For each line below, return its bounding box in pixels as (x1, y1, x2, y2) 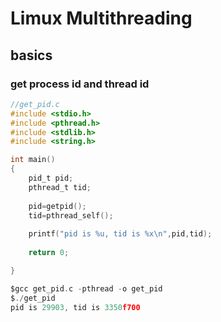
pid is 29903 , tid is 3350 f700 (10, 302, 141, 312)
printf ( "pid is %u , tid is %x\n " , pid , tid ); (28, 229, 213, 239)
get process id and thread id (10, 77, 150, 91)
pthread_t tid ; (28, 182, 92, 192)
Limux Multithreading (10, 7, 193, 30)
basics (10, 47, 53, 64)
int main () (10, 155, 56, 165)
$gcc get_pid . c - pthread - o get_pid (10, 283, 163, 294)
